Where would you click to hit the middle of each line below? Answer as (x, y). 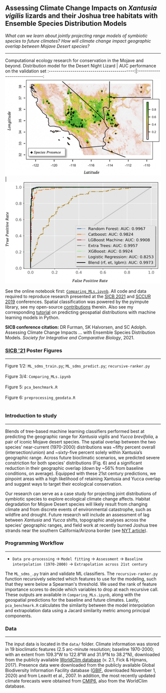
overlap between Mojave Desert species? (47, 46)
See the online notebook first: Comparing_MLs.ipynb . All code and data (76, 291)
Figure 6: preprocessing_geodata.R (40, 398)
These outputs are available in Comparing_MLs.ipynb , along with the (73, 594)
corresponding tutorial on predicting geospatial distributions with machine (80, 312)
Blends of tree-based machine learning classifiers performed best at (75, 431)
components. (19, 616)
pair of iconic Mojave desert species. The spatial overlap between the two (81, 441)
